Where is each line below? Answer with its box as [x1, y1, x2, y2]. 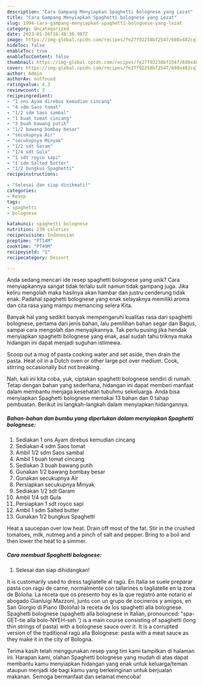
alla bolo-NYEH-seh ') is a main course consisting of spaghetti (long [27, 617, 196, 624]
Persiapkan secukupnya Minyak [15, 481, 95, 488]
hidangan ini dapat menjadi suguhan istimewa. [7, 339, 122, 346]
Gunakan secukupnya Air [15, 475, 78, 482]
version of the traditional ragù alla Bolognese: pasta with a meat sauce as [7, 629, 189, 637]
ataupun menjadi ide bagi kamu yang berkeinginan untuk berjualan [7, 667, 172, 674]
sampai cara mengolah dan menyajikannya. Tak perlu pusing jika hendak [7, 326, 187, 334]
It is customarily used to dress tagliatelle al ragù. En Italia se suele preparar [7, 578, 193, 585]
